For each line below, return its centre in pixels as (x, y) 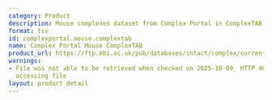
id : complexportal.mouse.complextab (70, 38)
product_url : (30, 53)
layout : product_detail (49, 83)
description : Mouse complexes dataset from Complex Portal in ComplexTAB (136, 23)
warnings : (25, 61)
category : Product (39, 16)
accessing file (41, 76)
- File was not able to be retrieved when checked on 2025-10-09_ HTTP (132, 69)
